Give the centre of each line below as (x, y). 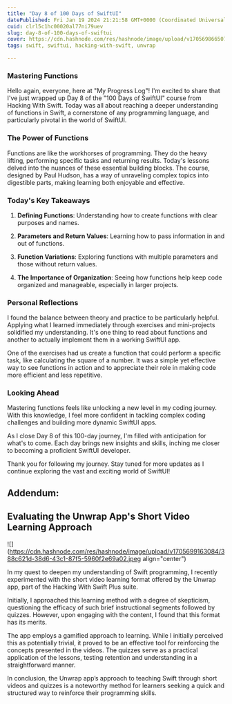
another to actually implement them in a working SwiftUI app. (94, 340)
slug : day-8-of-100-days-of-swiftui (60, 33)
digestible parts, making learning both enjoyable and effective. (96, 182)
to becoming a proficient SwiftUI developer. (69, 451)
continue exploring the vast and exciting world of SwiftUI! (89, 471)
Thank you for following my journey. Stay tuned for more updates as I (106, 464)
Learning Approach (50, 528)
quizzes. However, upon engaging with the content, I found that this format (114, 614)
